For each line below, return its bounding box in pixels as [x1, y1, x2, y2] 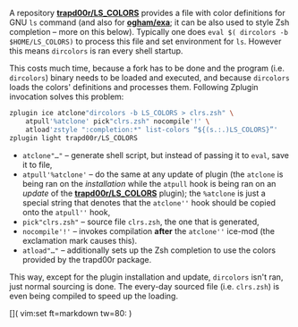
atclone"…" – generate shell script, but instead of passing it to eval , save [21, 149, 289, 160]
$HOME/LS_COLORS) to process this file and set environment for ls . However [9, 36, 282, 46]
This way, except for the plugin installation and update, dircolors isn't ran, [9, 272, 284, 282]
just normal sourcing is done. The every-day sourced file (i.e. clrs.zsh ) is [9, 281, 280, 291]
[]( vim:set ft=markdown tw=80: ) [9, 307, 132, 318]
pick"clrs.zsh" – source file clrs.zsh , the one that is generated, [21, 216, 260, 227]
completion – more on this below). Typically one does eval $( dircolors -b [9, 27, 289, 37]
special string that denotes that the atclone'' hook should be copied [21, 197, 276, 208]
